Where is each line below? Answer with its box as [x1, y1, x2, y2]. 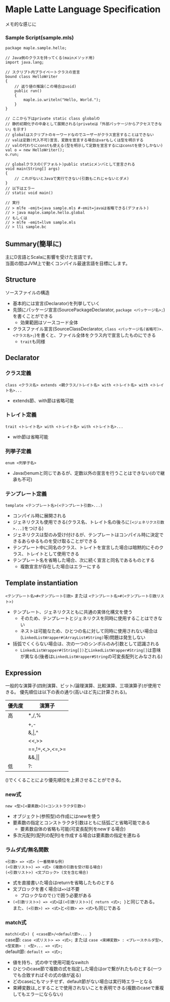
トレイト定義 [5, 411, 37, 418]
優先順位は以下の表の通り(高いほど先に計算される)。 [19, 689, 130, 695]
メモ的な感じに [5, 21, 37, 27]
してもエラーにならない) [12, 991, 63, 997]
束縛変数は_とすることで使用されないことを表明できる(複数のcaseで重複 [12, 985, 164, 991]
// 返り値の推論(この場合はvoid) [14, 84, 77, 89]
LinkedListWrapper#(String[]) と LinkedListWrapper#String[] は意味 [20, 647, 161, 653]
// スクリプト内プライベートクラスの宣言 [5, 70, 80, 75]
